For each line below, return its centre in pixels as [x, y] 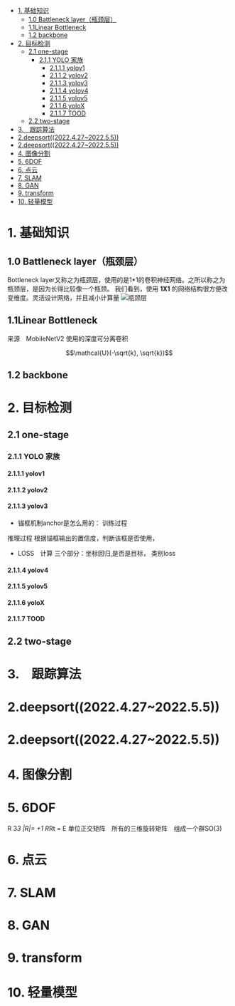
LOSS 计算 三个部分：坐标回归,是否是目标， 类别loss [97, 554]
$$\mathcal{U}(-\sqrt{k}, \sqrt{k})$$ [119, 353]
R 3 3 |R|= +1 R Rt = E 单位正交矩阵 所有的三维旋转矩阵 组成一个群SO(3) [115, 828]
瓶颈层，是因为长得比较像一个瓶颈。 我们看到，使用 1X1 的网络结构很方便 [115, 289]
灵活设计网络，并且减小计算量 [75, 297]
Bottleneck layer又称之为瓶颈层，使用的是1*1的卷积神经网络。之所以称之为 [116, 280]
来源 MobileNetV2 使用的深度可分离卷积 [68, 338]
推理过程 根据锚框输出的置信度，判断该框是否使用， [83, 538]
